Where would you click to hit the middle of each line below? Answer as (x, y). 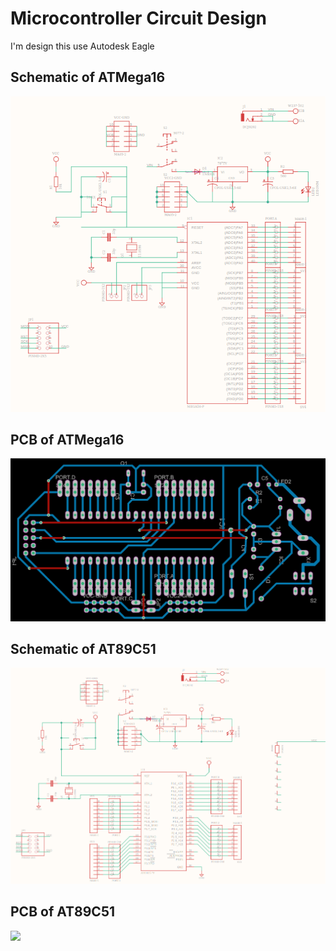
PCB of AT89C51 (63, 912)
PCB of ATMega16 (67, 439)
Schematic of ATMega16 (88, 77)
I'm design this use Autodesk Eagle (82, 46)
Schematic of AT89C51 (83, 649)
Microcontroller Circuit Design (138, 18)
